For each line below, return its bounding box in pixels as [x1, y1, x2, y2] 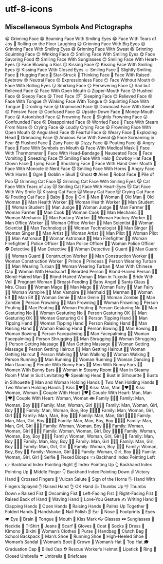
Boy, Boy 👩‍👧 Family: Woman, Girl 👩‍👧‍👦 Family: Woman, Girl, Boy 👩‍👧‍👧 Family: [5, 449, 157, 454]
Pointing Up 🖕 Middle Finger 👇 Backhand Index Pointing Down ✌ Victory [5, 469, 150, 474]
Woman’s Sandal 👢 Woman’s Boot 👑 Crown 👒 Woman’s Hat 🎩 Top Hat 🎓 [5, 539, 149, 545]
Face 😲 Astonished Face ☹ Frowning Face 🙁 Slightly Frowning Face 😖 [5, 114, 148, 120]
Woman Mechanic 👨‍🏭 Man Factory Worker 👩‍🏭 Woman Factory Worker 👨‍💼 [5, 215, 152, 220]
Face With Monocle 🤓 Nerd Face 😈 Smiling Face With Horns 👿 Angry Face [5, 166, 155, 171]
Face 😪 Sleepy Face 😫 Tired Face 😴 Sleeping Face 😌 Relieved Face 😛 [5, 94, 153, 99]
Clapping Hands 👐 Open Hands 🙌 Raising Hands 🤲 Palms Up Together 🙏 [5, 503, 149, 509]
